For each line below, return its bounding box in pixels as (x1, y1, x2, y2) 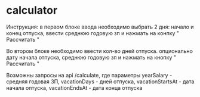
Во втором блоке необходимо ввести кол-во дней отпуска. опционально (6, 47, 193, 54)
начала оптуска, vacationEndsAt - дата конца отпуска (6, 84, 143, 91)
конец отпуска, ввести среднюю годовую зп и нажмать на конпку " (6, 29, 180, 36)
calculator (6, 4, 58, 17)
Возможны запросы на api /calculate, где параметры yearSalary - (6, 71, 173, 79)
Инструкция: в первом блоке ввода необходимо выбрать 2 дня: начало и (6, 23, 194, 30)
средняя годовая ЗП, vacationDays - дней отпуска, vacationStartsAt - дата (6, 78, 195, 85)
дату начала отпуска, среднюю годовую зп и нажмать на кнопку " (6, 54, 176, 61)
